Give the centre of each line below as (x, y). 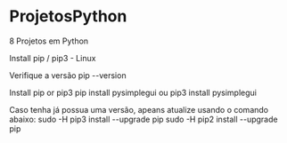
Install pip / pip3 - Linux (53, 58)
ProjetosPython (68, 16)
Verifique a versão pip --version (68, 75)
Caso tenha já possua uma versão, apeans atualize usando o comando (139, 109)
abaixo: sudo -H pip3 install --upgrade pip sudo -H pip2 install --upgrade (143, 119)
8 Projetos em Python (49, 41)
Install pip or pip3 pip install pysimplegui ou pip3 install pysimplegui (133, 92)
